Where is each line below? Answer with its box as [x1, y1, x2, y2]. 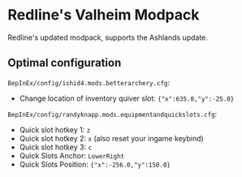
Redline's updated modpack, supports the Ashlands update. [7, 32, 209, 42]
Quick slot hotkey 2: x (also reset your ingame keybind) [19, 133, 204, 143]
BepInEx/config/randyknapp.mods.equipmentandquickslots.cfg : [7, 109, 218, 119]
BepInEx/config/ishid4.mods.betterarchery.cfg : [7, 77, 171, 87]
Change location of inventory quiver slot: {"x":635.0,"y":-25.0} [19, 93, 235, 103]
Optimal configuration [7, 56, 122, 70]
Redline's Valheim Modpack [7, 6, 200, 24]
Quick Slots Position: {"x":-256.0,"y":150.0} [19, 159, 171, 169]
